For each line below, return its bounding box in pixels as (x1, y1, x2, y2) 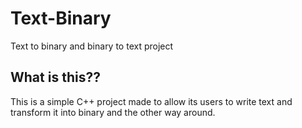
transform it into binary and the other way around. (10, 106, 216, 118)
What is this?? (10, 69, 101, 86)
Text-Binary (10, 7, 112, 30)
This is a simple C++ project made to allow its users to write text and (10, 95, 293, 107)
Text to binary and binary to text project (10, 40, 174, 52)
